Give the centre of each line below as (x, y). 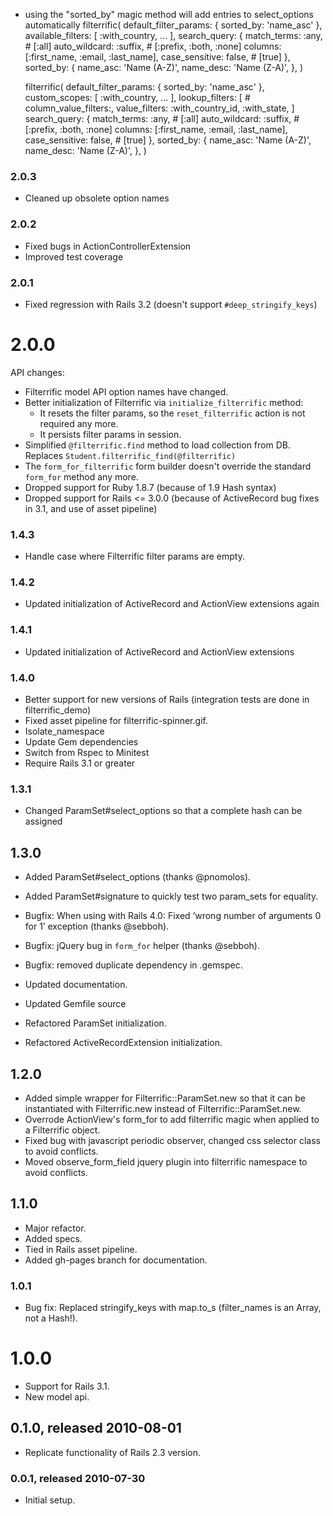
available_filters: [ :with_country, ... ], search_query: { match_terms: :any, (173, 35)
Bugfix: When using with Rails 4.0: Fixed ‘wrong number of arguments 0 (173, 916)
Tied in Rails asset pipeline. (81, 1249)
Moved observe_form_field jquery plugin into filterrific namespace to (166, 1161)
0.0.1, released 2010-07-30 (78, 1478)
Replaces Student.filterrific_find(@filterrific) (130, 455)
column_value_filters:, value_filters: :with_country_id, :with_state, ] (159, 108)
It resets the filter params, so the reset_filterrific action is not (172, 413)
